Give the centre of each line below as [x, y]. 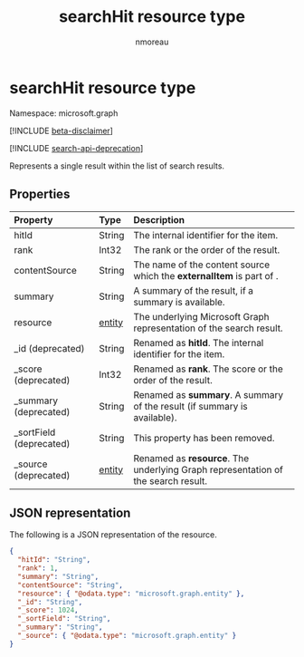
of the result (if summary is [191, 406]
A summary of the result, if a [194, 290]
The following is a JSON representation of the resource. [113, 535]
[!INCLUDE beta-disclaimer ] [61, 130]
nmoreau [152, 42]
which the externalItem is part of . [206, 275]
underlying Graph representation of [208, 469]
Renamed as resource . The [191, 458]
